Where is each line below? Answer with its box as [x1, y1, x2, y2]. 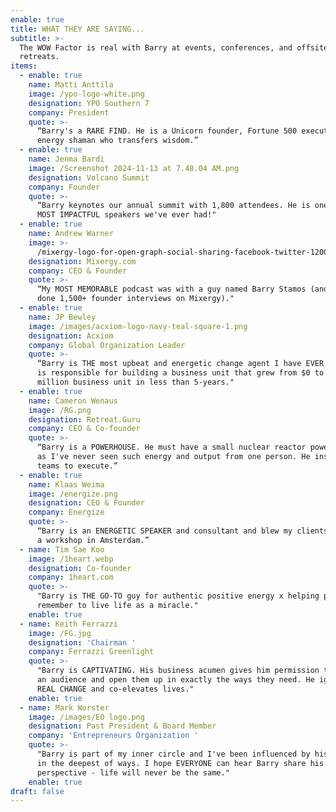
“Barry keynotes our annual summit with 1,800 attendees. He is [36, 201, 311, 211]
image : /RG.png [28, 405, 92, 415]
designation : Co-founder [28, 563, 132, 573]
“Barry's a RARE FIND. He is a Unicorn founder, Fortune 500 [36, 126, 298, 136]
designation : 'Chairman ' [28, 637, 137, 648]
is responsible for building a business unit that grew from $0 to [36, 368, 325, 378]
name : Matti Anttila [28, 80, 114, 90]
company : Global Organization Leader [28, 340, 186, 350]
